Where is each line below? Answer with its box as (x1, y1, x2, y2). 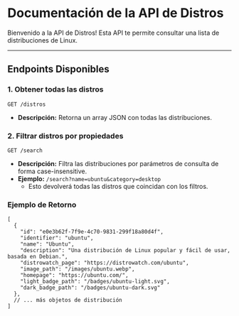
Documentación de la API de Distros (7, 5, 224, 21)
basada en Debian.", (7, 254, 69, 261)
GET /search (7, 147, 43, 154)
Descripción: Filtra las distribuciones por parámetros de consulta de (17, 159, 219, 168)
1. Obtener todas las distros (7, 85, 104, 94)
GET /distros (7, 101, 46, 108)
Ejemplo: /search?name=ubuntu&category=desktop (17, 174, 161, 182)
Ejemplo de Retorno (7, 200, 77, 209)
